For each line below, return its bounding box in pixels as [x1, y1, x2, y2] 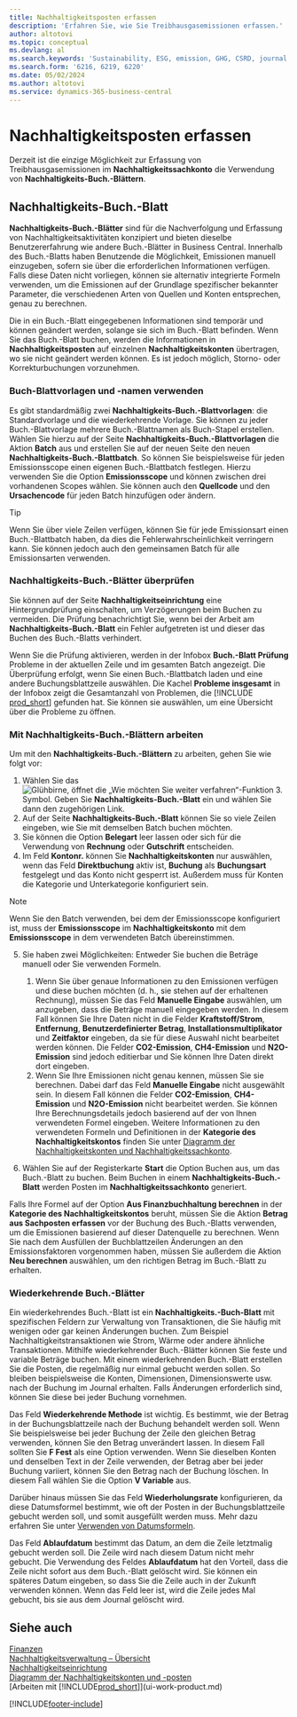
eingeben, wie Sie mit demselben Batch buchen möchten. [21, 823, 233, 833]
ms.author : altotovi [9, 79, 86, 88]
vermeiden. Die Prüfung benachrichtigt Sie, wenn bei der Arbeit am [9, 613, 254, 624]
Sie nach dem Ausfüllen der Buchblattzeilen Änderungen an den [9, 1237, 244, 1248]
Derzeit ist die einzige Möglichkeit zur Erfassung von [9, 154, 202, 165]
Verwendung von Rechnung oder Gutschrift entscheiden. [21, 841, 235, 852]
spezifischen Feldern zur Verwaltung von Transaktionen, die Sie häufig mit [9, 1317, 281, 1327]
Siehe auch [9, 1620, 73, 1635]
